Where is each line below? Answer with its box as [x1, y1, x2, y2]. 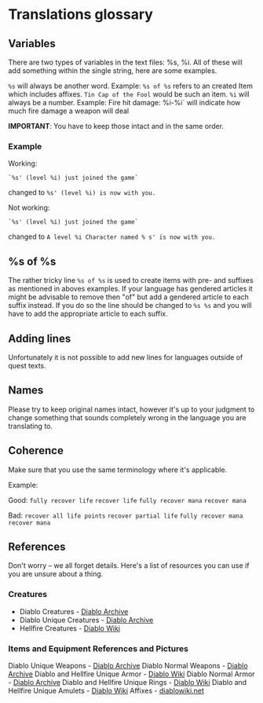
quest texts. [8, 361, 46, 370]
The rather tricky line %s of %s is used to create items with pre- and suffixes [8, 276, 254, 285]
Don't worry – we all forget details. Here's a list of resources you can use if [8, 561, 250, 570]
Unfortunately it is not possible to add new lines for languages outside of [8, 352, 243, 362]
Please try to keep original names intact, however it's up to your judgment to [8, 405, 255, 414]
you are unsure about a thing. [8, 569, 104, 579]
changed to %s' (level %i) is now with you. [8, 188, 156, 197]
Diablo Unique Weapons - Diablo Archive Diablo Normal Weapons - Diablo [8, 661, 249, 670]
